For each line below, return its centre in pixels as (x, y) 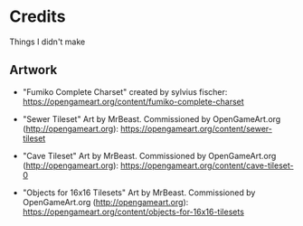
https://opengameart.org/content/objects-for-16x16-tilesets (133, 212)
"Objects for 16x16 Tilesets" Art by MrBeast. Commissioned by (139, 193)
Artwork (33, 70)
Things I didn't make (47, 42)
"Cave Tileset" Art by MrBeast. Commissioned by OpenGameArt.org (149, 155)
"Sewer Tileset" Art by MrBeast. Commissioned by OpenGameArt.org (151, 118)
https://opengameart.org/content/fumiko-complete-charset (133, 101)
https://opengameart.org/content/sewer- (197, 128)
